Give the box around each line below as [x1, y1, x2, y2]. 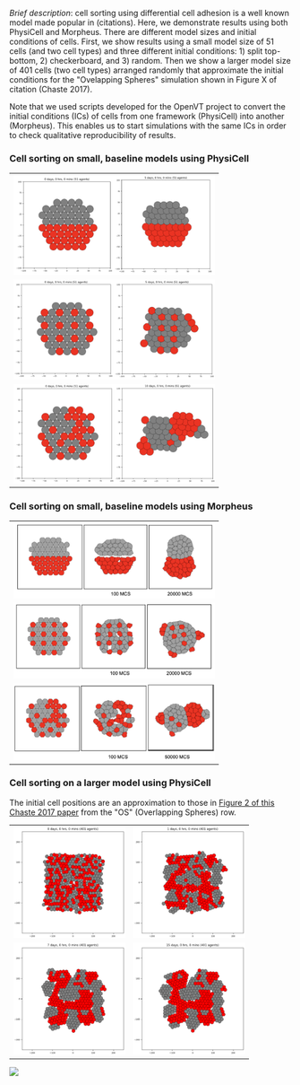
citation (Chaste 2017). [9, 84, 93, 94]
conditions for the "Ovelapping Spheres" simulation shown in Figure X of [9, 74, 278, 84]
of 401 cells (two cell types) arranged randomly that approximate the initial [9, 65, 284, 75]
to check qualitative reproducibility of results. [9, 130, 176, 140]
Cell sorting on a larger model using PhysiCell [9, 776, 212, 789]
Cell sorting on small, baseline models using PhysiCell [9, 152, 249, 164]
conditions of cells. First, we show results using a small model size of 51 [9, 36, 275, 47]
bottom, [9, 56, 39, 66]
